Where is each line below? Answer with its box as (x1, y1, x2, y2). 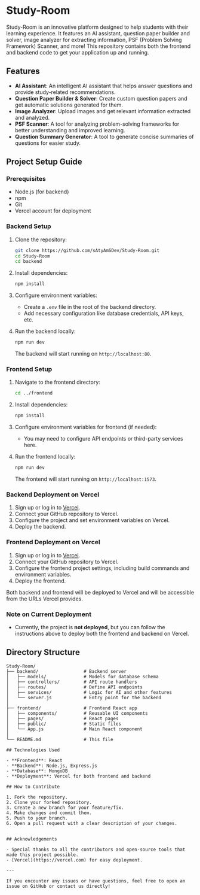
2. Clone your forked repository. (6, 799, 93, 805)
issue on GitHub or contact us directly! (6, 883, 111, 889)
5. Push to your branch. (6, 815, 68, 821)
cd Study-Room (14, 253, 50, 259)
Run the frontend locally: (14, 453, 76, 460)
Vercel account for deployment (14, 207, 91, 214)
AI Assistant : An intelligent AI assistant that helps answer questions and (14, 82, 193, 89)
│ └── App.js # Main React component (6, 726, 143, 732)
